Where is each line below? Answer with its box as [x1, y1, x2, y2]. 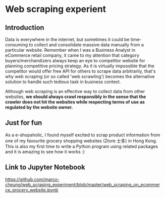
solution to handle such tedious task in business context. [5, 79, 121, 85]
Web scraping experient [5, 3, 107, 15]
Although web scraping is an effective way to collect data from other [5, 89, 145, 94]
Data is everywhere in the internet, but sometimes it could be [5, 36, 130, 42]
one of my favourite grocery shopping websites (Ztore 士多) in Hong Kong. [5, 138, 158, 144]
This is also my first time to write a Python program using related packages [5, 143, 159, 149]
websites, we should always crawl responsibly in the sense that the [5, 94, 146, 99]
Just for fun [5, 118, 42, 127]
